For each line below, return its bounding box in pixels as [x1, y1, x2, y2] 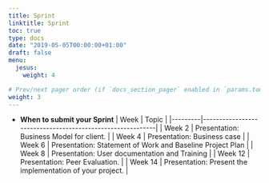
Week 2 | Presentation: [163, 123, 239, 133]
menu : [8, 57, 26, 65]
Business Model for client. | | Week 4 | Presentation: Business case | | [19, 132, 250, 141]
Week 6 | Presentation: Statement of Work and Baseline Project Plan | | [19, 141, 254, 150]
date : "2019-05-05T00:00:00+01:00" [8, 42, 127, 50]
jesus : [15, 64, 38, 72]
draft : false [8, 49, 52, 57]
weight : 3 [8, 93, 42, 101]
